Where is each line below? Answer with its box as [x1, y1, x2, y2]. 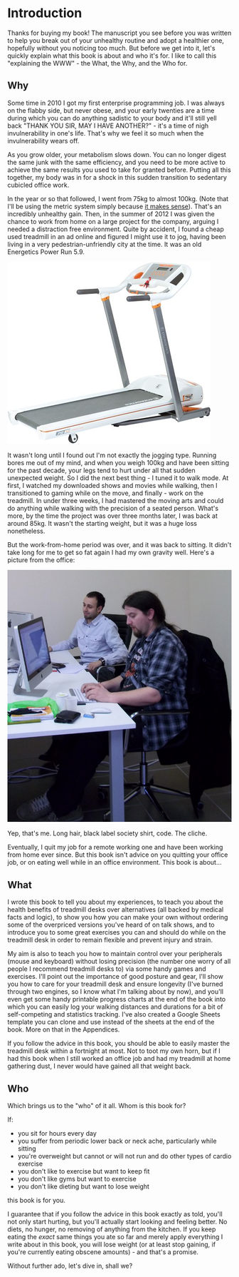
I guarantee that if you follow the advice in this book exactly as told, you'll [7, 1210, 223, 1218]
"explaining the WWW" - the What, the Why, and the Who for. [7, 58, 188, 67]
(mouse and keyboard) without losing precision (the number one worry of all [7, 957, 231, 966]
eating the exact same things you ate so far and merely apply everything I [7, 1233, 223, 1241]
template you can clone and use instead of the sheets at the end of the [7, 1018, 215, 1027]
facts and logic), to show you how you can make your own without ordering [7, 913, 228, 922]
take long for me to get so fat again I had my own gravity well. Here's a [7, 548, 215, 556]
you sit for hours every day [17, 1129, 97, 1137]
